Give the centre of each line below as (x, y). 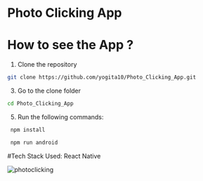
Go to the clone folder (49, 90)
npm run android (34, 142)
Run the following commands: (60, 116)
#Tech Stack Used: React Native (54, 156)
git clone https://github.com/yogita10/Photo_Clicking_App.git (102, 78)
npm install (28, 130)
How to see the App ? (71, 45)
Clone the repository (47, 65)
